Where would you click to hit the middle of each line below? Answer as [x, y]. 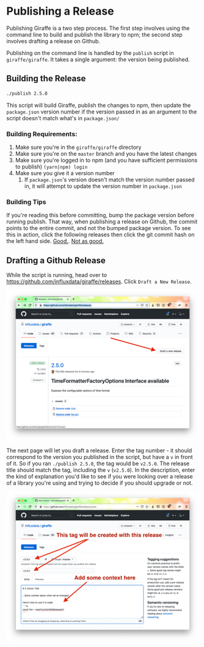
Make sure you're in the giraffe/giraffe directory [78, 147]
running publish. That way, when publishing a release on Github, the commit [102, 222]
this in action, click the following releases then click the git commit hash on [100, 235]
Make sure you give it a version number [65, 173]
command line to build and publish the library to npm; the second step [95, 34]
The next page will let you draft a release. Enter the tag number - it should [99, 450]
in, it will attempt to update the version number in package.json [103, 186]
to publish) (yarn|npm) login [51, 167]
